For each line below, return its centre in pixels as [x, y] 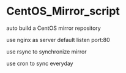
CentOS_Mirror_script [63, 11]
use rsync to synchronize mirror [46, 51]
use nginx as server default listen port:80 [58, 40]
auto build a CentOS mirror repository [54, 28]
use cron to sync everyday [40, 63]
